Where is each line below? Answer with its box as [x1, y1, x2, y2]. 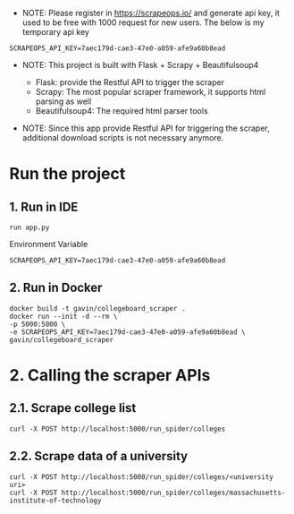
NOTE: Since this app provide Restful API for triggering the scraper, [21, 123, 270, 133]
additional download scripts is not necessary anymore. [21, 133, 224, 142]
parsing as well [35, 96, 92, 107]
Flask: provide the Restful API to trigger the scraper [35, 77, 225, 88]
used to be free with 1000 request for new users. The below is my [21, 17, 265, 28]
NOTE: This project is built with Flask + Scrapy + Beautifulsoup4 [21, 60, 259, 70]
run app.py [9, 223, 50, 232]
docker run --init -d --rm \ [9, 312, 118, 321]
